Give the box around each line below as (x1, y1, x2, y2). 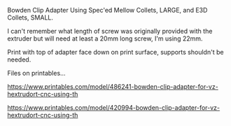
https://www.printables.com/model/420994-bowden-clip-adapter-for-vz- (7, 104, 220, 111)
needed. (7, 55, 31, 64)
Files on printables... (7, 69, 66, 77)
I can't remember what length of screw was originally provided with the (7, 27, 213, 35)
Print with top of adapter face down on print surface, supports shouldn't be (7, 48, 224, 56)
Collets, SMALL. (7, 13, 54, 22)
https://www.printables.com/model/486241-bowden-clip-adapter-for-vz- (7, 83, 218, 90)
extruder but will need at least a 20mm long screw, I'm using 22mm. (7, 34, 203, 43)
